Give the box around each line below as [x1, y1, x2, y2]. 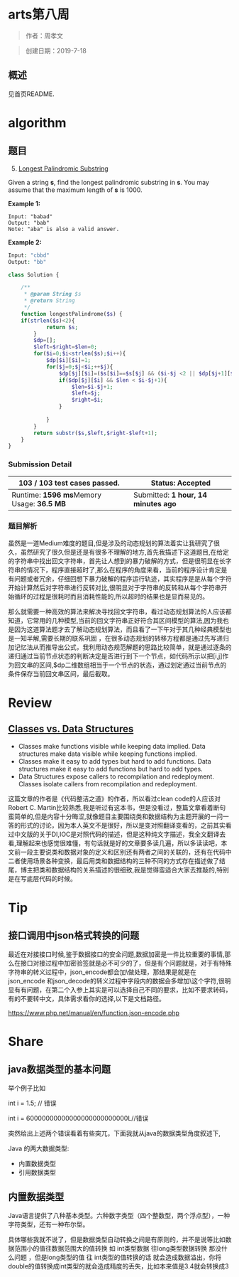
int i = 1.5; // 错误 [8, 1099, 57, 1107]
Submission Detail [8, 459, 72, 469]
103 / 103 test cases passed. [18, 478, 120, 488]
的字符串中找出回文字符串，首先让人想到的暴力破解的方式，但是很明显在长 [8, 556, 226, 565]
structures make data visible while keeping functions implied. [18, 749, 197, 758]
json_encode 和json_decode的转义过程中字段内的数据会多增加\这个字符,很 [8, 976, 226, 985]
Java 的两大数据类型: [8, 1144, 70, 1153]
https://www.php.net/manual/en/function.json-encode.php [8, 1008, 180, 1017]
